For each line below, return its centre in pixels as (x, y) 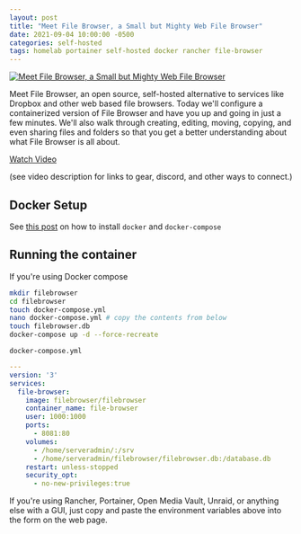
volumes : (42, 441)
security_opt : (52, 476)
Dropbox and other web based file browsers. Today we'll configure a (136, 103)
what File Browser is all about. (65, 142)
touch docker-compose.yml (58, 310)
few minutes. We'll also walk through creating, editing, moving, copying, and (150, 123)
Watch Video (33, 159)
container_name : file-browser (82, 409)
